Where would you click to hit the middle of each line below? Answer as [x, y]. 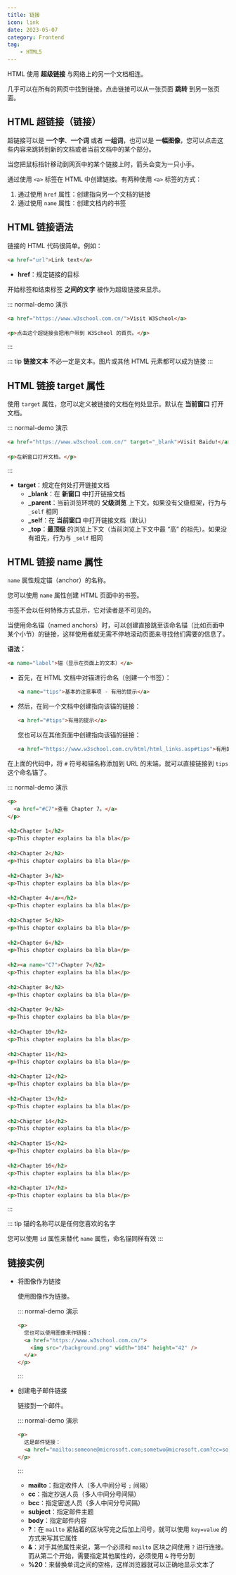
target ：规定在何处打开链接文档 [64, 485]
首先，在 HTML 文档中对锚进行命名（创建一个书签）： [94, 678]
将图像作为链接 [39, 1281]
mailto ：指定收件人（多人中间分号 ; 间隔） [90, 1485]
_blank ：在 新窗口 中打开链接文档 [77, 494]
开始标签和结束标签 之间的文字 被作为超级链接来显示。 [86, 289]
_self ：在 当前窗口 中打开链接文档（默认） [89, 520]
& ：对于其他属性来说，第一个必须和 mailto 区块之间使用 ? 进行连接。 [127, 1547]
